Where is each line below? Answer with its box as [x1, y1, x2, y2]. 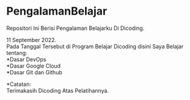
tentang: [6, 49, 27, 56]
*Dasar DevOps [6, 55, 46, 63]
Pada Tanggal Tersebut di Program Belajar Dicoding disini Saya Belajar [6, 43, 184, 50]
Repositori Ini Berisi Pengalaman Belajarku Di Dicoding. [6, 24, 145, 32]
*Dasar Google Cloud [6, 62, 61, 70]
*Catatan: [6, 80, 32, 88]
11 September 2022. [6, 36, 57, 43]
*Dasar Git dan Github [6, 68, 62, 76]
